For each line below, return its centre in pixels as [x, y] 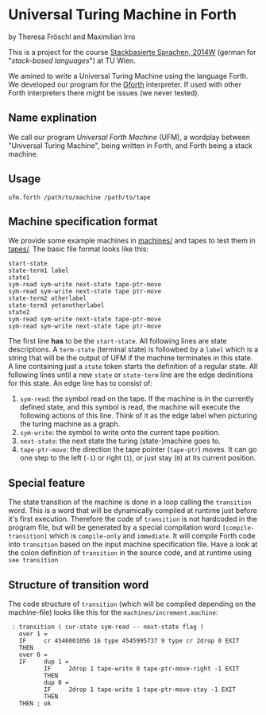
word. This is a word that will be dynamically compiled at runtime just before [133, 511]
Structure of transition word [79, 585]
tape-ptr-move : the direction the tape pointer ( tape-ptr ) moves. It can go [138, 449]
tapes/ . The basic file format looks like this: [79, 249]
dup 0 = [56, 682]
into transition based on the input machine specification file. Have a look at [133, 544]
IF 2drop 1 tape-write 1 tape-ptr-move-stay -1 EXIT [140, 690]
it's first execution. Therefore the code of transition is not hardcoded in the [133, 519]
